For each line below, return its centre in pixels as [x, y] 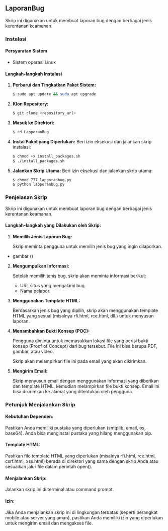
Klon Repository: [30, 104]
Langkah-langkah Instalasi [34, 74]
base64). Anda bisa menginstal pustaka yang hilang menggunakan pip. [79, 433]
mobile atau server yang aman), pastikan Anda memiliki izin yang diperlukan [84, 517]
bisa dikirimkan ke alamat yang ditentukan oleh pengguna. [73, 391]
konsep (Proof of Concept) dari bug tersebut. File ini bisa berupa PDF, [85, 346]
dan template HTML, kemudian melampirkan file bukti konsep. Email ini [86, 386]
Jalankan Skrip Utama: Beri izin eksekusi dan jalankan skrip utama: [82, 171]
